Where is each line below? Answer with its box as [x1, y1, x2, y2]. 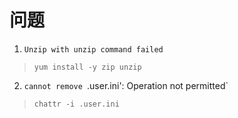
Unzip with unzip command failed [23, 44, 164, 55]
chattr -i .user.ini [33, 99, 120, 109]
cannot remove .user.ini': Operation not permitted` [23, 79, 229, 91]
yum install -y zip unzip [33, 62, 142, 72]
